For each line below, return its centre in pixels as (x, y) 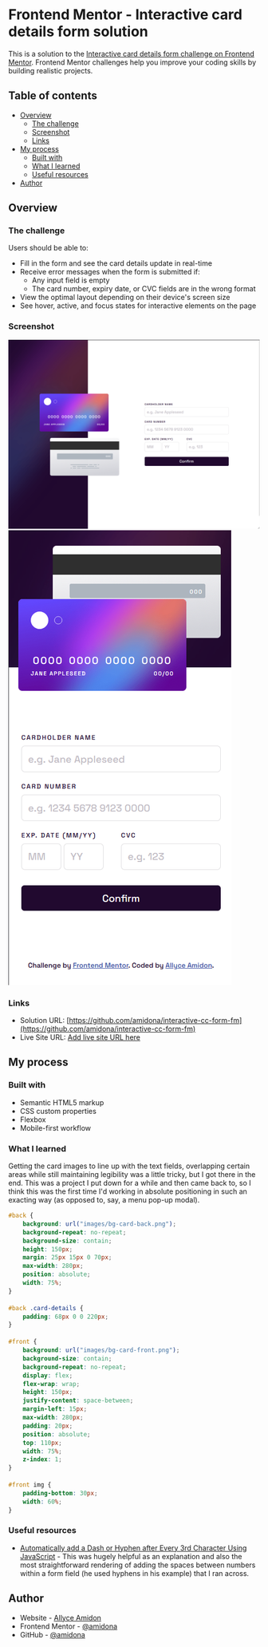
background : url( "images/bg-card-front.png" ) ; (101, 1350)
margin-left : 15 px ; (55, 1409)
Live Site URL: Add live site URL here (80, 1037)
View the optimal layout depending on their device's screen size (125, 298)
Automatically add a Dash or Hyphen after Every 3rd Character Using (133, 1548)
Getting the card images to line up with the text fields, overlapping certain (129, 1166)
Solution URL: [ (44, 1021)
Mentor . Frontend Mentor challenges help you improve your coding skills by (132, 62)
